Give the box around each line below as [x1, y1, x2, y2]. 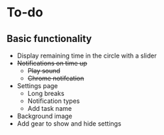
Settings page [16, 82, 58, 90]
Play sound [27, 67, 61, 75]
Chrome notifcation [27, 74, 84, 82]
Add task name [27, 104, 72, 112]
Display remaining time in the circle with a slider [16, 51, 157, 60]
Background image [16, 112, 72, 120]
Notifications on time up [16, 59, 88, 67]
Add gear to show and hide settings [16, 119, 121, 128]
